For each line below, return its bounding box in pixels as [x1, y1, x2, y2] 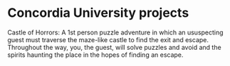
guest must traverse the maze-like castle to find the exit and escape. [7, 35, 209, 44]
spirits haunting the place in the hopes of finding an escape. [7, 51, 184, 59]
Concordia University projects [7, 5, 189, 21]
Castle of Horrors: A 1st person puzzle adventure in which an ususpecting [7, 28, 224, 37]
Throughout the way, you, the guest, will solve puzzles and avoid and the [7, 43, 222, 51]
